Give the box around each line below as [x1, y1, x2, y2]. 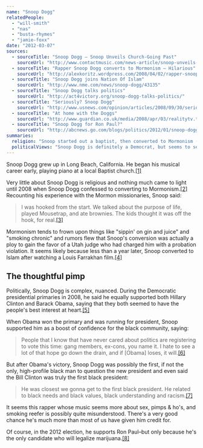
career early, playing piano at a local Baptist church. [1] [6, 167, 142, 174]
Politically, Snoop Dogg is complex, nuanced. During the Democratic [6, 287, 176, 294]
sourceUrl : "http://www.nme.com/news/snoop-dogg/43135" [17, 82, 161, 88]
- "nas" [11, 25, 31, 32]
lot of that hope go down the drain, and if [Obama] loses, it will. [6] [21, 349, 185, 357]
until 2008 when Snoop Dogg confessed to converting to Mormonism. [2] [6, 185, 188, 193]
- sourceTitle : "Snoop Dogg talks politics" [11, 88, 126, 94]
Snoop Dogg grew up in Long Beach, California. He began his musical [6, 160, 180, 168]
